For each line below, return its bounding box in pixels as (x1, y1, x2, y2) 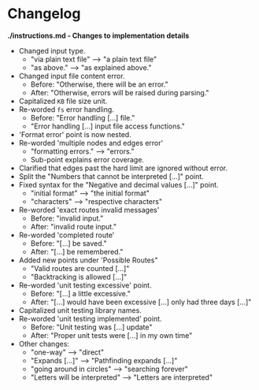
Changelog (7, 5, 81, 23)
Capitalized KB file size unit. (18, 96, 108, 106)
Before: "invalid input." (30, 214, 104, 223)
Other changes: (18, 339, 70, 348)
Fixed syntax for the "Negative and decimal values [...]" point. (18, 180, 219, 189)
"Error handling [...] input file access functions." (30, 121, 186, 131)
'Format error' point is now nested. (18, 129, 131, 139)
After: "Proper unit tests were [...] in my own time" (30, 330, 193, 340)
